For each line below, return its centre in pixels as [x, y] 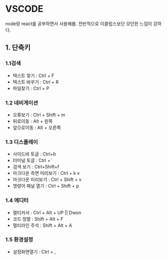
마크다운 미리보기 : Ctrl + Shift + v [47, 179]
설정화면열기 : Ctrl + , [34, 252]
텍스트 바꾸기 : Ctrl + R [35, 82]
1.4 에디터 [17, 200]
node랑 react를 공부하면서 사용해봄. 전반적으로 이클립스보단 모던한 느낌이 [79, 23]
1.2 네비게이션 [22, 102]
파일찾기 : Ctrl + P [31, 88]
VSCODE [24, 9]
